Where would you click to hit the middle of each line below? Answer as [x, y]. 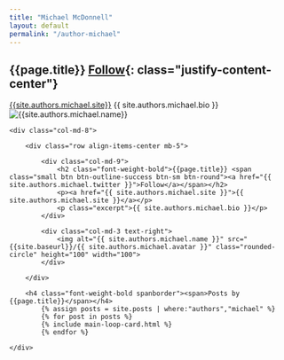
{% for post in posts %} [87, 317]
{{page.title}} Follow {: [72, 70]
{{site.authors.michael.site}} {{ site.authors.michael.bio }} [114, 105]
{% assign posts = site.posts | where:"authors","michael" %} [158, 309]
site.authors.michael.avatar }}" [150, 247]
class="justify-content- [205, 70]
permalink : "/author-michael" [65, 34]
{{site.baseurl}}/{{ [47, 247]
